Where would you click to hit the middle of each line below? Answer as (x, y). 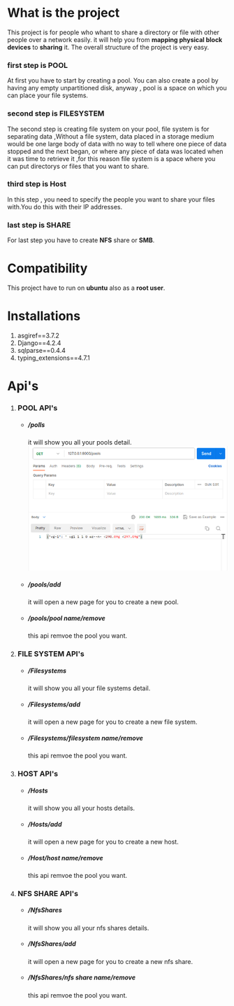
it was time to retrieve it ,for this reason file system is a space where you (111, 158)
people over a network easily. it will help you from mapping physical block (115, 39)
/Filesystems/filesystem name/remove (85, 738)
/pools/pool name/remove (67, 618)
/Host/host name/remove (65, 858)
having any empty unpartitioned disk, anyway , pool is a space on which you (117, 88)
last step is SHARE (39, 225)
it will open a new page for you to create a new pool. (103, 602)
